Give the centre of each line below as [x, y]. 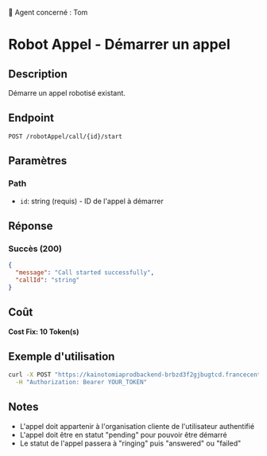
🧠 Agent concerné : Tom [48, 12]
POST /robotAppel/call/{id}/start [66, 136]
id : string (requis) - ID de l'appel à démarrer [92, 201]
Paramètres [38, 161]
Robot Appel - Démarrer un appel [119, 45]
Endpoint [31, 118]
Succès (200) [35, 249]
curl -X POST [30, 375]
